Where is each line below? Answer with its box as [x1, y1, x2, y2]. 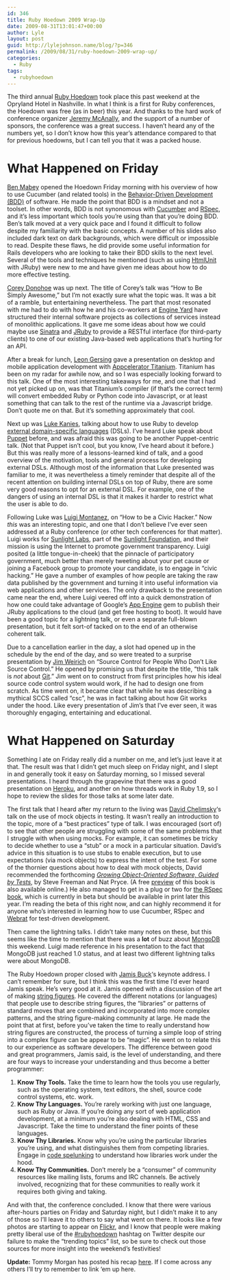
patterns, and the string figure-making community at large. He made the [7, 1014, 211, 1022]
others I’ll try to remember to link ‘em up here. [7, 1265, 136, 1273]
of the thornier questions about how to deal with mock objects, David [7, 864, 202, 872]
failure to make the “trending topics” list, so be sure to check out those [7, 1237, 207, 1246]
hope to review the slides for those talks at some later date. [7, 792, 175, 800]
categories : [7, 55, 41, 62]
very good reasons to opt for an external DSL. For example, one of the [7, 485, 205, 494]
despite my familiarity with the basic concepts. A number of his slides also [7, 227, 217, 235]
